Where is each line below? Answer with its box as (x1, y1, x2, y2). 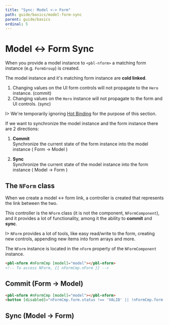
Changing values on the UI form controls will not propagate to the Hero (12, 85, 158, 91)
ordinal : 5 (5, 21, 28, 27)
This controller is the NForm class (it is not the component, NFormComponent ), (5, 210, 160, 216)
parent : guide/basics (5, 17, 51, 22)
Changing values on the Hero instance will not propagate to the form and (12, 95, 162, 101)
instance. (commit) (12, 90, 52, 96)
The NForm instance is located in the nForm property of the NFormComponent (5, 246, 157, 251)
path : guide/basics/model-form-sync (5, 12, 82, 17)
